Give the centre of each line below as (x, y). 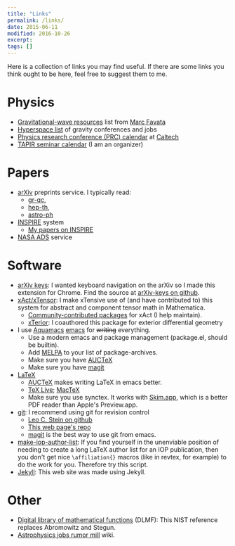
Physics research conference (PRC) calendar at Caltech (98, 136)
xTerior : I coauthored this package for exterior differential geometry (125, 322)
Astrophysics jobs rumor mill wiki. (66, 535)
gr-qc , (37, 199)
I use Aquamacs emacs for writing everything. (84, 330)
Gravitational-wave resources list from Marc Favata (92, 122)
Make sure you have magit (66, 367)
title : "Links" (29, 14)
